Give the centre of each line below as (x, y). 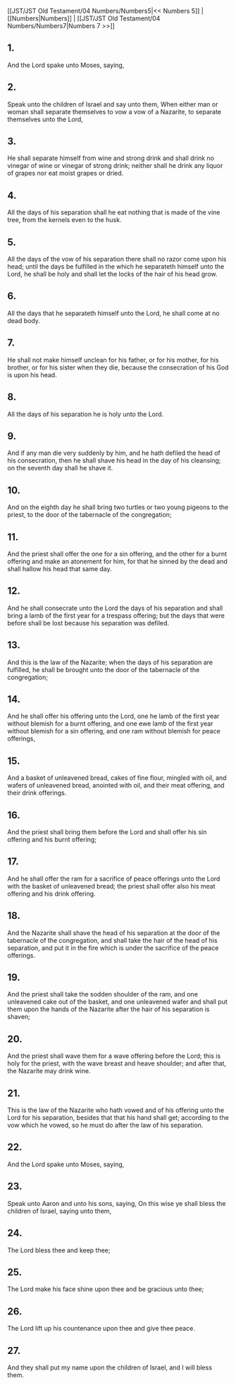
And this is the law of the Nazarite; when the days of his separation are (110, 662)
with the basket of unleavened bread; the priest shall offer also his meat (112, 886)
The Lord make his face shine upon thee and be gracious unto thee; (106, 1289)
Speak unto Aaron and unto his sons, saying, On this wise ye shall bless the (117, 1203)
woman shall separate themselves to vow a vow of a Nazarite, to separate (114, 111)
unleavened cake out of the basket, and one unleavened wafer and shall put (117, 1002)
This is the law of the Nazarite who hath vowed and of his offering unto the (116, 1110)
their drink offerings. (37, 793)
